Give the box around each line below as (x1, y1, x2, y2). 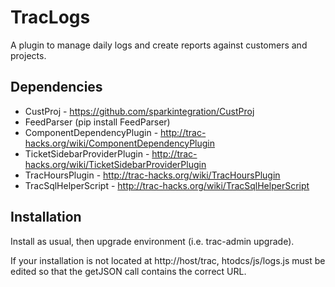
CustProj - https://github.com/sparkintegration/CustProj (24, 105, 255, 117)
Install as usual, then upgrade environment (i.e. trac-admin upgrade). (10, 235, 295, 247)
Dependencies (10, 79, 103, 96)
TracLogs (10, 6, 91, 29)
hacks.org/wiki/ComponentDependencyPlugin (24, 137, 216, 149)
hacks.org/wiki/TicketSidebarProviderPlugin (24, 158, 207, 170)
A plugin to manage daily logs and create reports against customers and (10, 39, 308, 51)
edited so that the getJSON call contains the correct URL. (10, 265, 247, 277)
